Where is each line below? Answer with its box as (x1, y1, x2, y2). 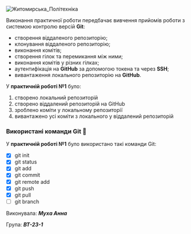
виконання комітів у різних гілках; (14, 59, 100, 66)
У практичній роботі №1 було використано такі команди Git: (6, 141, 157, 148)
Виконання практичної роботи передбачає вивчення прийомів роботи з (6, 17, 185, 23)
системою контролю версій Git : (6, 23, 86, 30)
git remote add (14, 178, 50, 185)
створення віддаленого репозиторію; (14, 34, 108, 41)
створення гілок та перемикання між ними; (14, 53, 123, 60)
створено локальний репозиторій (14, 94, 98, 101)
